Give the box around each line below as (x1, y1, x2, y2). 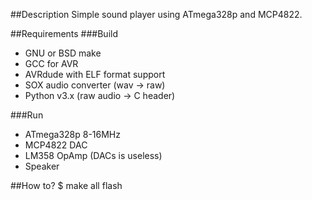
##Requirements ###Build (10, 28, 118, 39)
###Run (10, 109, 44, 121)
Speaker (24, 160, 60, 172)
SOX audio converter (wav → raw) (24, 79, 166, 91)
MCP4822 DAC (24, 139, 88, 151)
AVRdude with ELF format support (24, 69, 166, 80)
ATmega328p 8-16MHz (24, 129, 121, 140)
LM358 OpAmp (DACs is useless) (24, 150, 163, 161)
